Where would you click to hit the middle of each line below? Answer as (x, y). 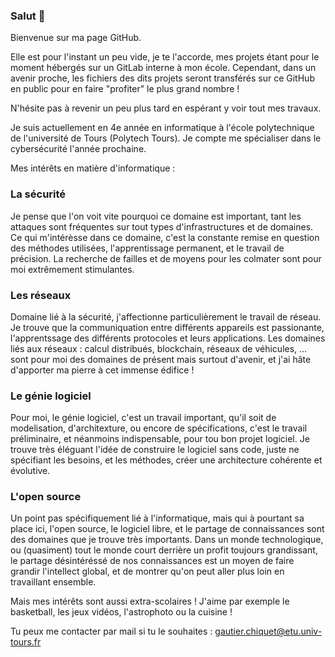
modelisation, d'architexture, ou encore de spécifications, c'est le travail (159, 428)
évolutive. (30, 471)
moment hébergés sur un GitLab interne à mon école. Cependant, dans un (163, 68)
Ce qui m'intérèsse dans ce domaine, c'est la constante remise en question (165, 237)
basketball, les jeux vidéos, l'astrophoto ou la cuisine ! (121, 612)
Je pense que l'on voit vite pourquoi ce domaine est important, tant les (156, 216)
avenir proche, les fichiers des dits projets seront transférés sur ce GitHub (162, 78)
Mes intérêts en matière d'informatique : (93, 168)
